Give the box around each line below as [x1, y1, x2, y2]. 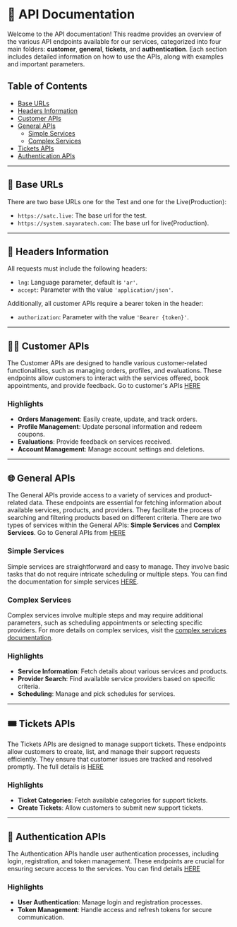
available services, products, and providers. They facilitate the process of [7, 506, 221, 514]
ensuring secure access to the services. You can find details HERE [7, 865, 201, 873]
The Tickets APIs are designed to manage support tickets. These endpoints [7, 740, 226, 748]
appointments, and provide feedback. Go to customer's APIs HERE [7, 382, 201, 390]
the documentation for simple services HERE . [7, 577, 139, 586]
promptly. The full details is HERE [7, 762, 104, 771]
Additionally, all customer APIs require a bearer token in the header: [7, 300, 204, 308]
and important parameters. [7, 59, 85, 68]
